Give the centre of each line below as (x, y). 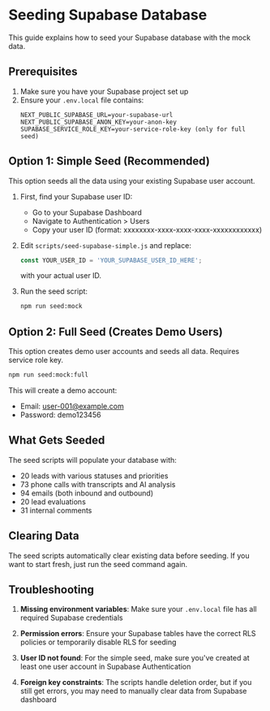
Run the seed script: (54, 291)
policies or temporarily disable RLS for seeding (98, 642)
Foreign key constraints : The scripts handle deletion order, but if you (136, 683)
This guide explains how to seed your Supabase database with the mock (130, 37)
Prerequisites (43, 72)
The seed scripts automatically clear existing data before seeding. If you (129, 556)
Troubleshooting (51, 590)
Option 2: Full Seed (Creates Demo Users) (116, 332)
